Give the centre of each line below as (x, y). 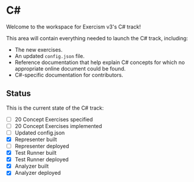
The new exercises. (39, 50)
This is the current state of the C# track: (55, 108)
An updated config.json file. (50, 56)
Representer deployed (42, 146)
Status (19, 93)
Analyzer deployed (38, 173)
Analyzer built (32, 166)
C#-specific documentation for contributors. (69, 75)
